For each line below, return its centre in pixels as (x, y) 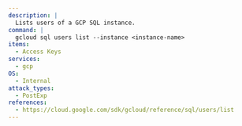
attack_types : (32, 88)
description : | (33, 15)
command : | (26, 30)
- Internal (33, 81)
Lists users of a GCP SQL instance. (75, 23)
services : (24, 59)
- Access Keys (38, 52)
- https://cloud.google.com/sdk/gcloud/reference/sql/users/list (125, 110)
